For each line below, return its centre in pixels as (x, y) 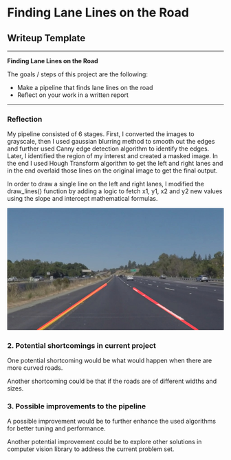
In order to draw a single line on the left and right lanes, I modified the (106, 184)
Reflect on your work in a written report (73, 95)
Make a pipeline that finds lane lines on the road (85, 88)
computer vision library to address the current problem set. (91, 449)
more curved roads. (35, 368)
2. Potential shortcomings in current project (81, 345)
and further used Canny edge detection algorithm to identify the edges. (108, 149)
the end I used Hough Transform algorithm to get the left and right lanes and (115, 164)
